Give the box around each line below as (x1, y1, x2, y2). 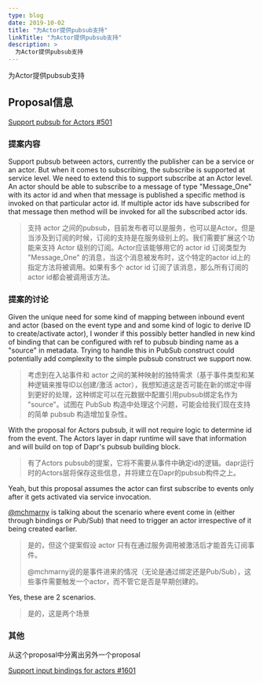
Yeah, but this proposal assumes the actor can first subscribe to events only (8, 484, 254, 493)
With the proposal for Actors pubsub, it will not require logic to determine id (8, 426, 253, 435)
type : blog (8, 11, 44, 20)
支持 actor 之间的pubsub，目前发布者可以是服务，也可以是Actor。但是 (27, 223, 256, 233)
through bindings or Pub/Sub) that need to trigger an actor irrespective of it (8, 516, 252, 526)
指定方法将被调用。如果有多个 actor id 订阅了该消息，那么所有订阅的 (27, 263, 249, 272)
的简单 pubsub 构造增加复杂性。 (27, 410, 132, 419)
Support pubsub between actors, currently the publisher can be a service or (8, 157, 255, 166)
